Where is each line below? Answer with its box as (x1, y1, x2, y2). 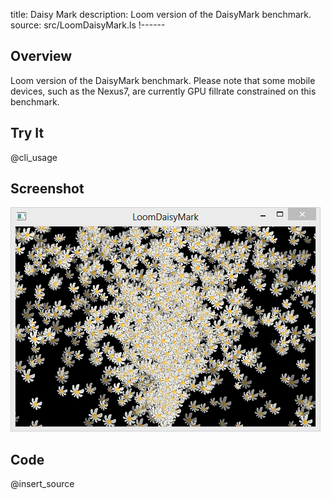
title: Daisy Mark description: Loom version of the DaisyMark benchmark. (10, 9, 312, 20)
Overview (10, 48, 73, 65)
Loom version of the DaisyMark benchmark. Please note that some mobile (10, 74, 316, 86)
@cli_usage (10, 151, 58, 163)
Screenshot (10, 180, 85, 198)
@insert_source (10, 478, 75, 490)
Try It (10, 125, 45, 142)
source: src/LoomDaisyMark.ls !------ (10, 19, 166, 31)
